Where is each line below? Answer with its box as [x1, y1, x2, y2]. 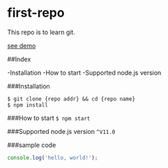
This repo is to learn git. [7, 28, 75, 36]
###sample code [7, 141, 56, 149]
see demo [7, 41, 36, 49]
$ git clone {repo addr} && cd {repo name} [7, 96, 136, 102]
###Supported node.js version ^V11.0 [7, 127, 116, 135]
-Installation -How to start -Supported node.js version [7, 68, 162, 77]
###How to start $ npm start [7, 114, 91, 122]
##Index [7, 54, 31, 63]
